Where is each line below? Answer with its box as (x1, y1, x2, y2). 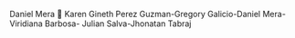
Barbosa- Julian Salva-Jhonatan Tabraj (44, 18, 192, 29)
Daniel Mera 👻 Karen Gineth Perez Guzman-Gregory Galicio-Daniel (9, 9, 261, 19)
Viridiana (9, 18, 43, 29)
